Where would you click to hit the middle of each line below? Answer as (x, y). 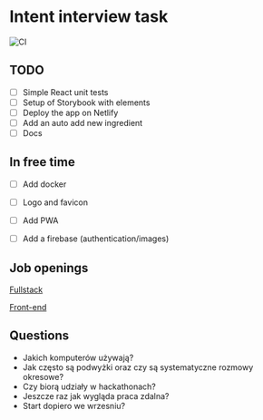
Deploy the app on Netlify (70, 112)
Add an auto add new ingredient (83, 122)
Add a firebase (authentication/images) (96, 239)
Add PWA (40, 220)
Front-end (28, 307)
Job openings (49, 268)
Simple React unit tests (65, 92)
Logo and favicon (55, 202)
